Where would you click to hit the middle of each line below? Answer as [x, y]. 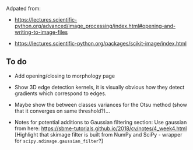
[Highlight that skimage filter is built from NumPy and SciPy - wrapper [98, 134]
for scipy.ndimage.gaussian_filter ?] [59, 141]
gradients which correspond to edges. [60, 93]
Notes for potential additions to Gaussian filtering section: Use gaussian [101, 122]
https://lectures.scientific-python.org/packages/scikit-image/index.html [101, 43]
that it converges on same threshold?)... [62, 111]
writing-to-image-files [41, 32]
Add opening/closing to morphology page [65, 76]
